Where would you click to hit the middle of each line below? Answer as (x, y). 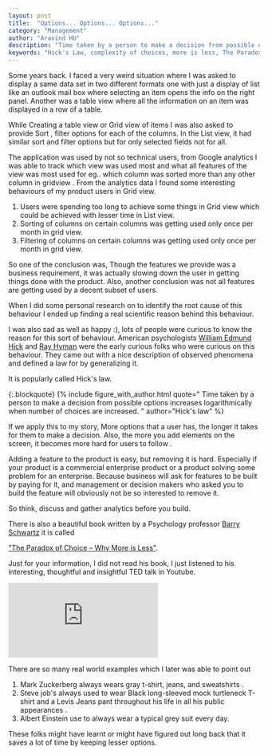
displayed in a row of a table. (56, 109)
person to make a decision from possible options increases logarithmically (130, 403)
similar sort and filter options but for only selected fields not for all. (118, 142)
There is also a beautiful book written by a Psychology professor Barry (124, 524)
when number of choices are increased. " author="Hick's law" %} (116, 411)
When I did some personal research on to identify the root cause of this (125, 305)
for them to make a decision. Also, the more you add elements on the (122, 435)
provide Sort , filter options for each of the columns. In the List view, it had (130, 133)
